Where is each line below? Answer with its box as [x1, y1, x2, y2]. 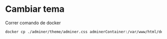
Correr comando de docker [5, 20, 61, 26]
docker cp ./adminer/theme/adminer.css [5, 29, 88, 34]
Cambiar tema [5, 3, 65, 15]
